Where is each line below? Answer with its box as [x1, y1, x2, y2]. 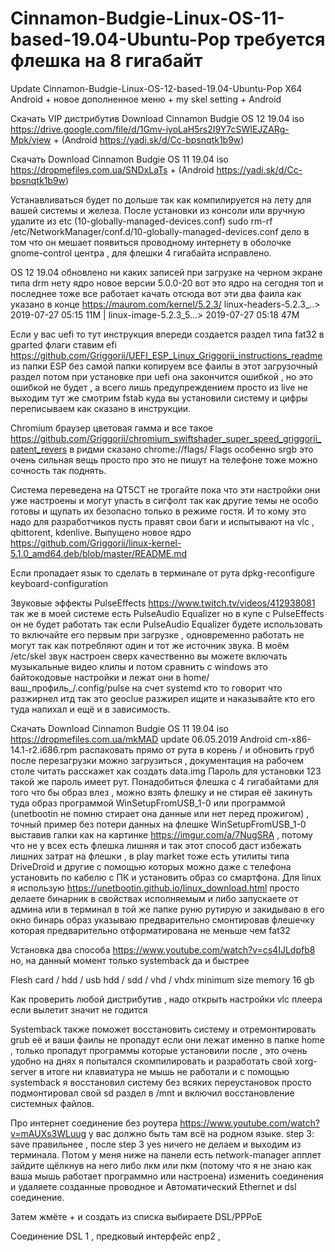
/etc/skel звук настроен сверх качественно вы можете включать [10, 650, 288, 662]
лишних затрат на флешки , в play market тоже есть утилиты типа [10, 850, 290, 862]
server [10, 1065, 38, 1077]
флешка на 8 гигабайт [10, 50, 203, 72]
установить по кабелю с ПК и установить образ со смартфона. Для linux [10, 871, 322, 883]
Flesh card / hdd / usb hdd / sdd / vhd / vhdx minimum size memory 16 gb [10, 973, 315, 986]
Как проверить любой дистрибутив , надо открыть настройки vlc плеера [10, 993, 323, 1005]
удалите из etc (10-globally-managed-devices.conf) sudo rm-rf [10, 215, 273, 227]
